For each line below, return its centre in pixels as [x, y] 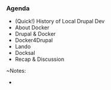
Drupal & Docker [35, 34]
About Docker [32, 27]
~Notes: [16, 71]
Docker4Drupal [34, 41]
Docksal [25, 53]
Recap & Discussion [40, 59]
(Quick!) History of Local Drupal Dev [60, 21]
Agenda [18, 8]
